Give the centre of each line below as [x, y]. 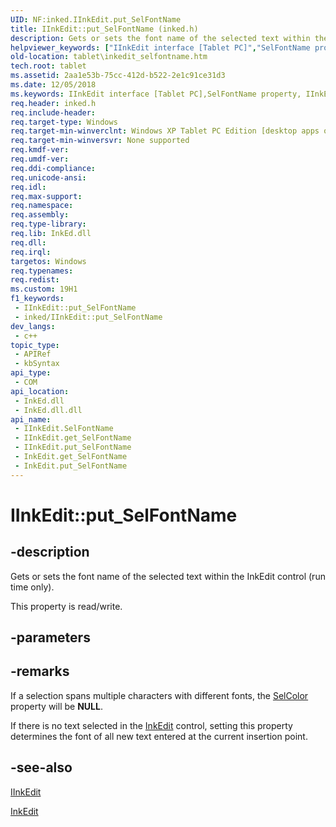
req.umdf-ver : [40, 159]
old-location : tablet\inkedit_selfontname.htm [109, 57]
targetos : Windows [48, 261]
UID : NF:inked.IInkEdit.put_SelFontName [96, 19]
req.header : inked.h [53, 103]
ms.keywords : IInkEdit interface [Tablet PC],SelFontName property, [156, 94]
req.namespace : [42, 206]
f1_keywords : [37, 299]
